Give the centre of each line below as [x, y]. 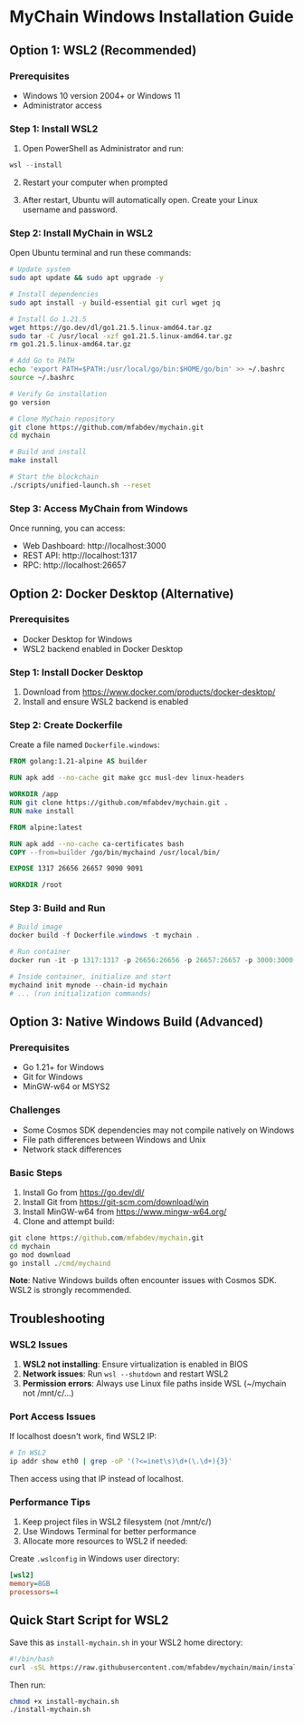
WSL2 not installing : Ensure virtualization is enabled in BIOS [135, 1364]
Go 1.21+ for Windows [63, 1067]
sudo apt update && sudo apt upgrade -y [87, 278]
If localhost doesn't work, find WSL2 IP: [83, 1436]
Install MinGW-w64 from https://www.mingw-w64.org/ [124, 1212]
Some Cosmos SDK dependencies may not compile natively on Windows [158, 1130]
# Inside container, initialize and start [90, 977]
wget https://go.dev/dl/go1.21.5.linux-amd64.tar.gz [111, 327]
